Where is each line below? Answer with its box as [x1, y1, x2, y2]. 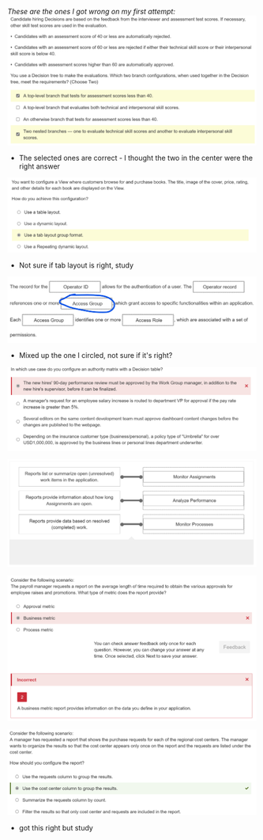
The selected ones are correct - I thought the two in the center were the [18, 153, 254, 162]
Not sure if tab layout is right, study [18, 260, 134, 270]
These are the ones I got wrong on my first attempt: [7, 7, 175, 16]
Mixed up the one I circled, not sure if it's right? [18, 351, 173, 360]
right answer [18, 162, 61, 171]
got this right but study [18, 823, 94, 832]
